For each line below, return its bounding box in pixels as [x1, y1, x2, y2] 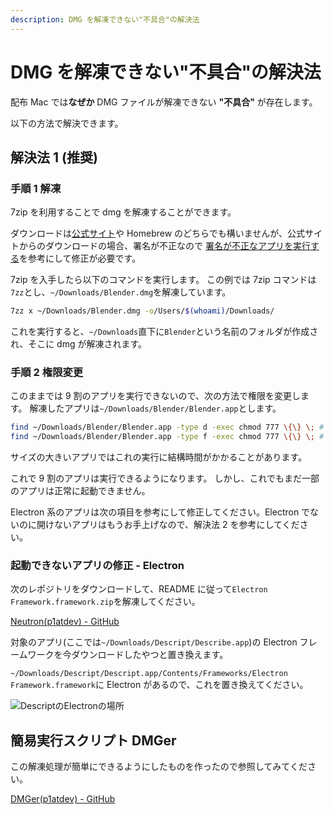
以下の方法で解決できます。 [10, 117, 124, 129]
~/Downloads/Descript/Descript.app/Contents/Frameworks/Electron [10, 669, 288, 679]
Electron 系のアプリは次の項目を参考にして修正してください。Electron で [10, 506, 311, 518]
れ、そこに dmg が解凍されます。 [10, 338, 148, 350]
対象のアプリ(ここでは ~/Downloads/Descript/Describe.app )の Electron [10, 636, 298, 648]
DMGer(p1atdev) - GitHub [10, 793, 116, 805]
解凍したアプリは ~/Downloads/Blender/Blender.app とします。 [29, 402, 282, 415]
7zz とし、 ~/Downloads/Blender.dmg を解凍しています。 [10, 286, 232, 298]
